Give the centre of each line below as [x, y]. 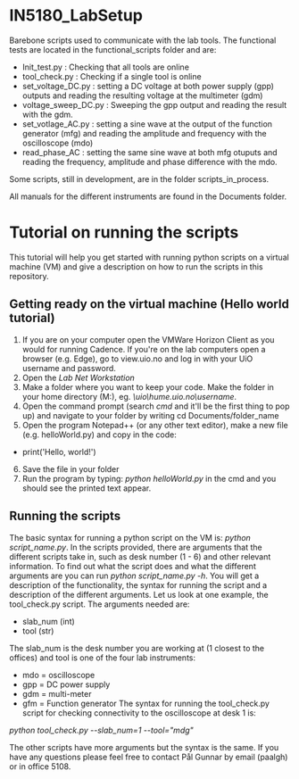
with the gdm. [47, 114]
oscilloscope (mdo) [58, 143]
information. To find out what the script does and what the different [133, 566]
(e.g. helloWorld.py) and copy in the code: [99, 435]
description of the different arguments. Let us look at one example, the [139, 594]
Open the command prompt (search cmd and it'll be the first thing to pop [156, 406]
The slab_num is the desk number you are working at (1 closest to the [137, 648]
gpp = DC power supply [66, 684]
